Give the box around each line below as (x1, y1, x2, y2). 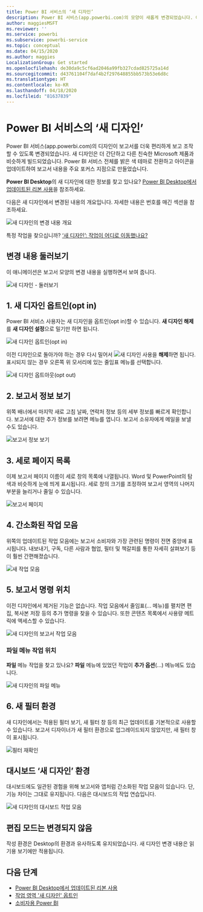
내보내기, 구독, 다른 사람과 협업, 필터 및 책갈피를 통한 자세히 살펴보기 (28, 545, 190, 552)
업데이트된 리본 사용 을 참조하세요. (6, 185, 86, 192)
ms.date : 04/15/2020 (6, 48, 59, 54)
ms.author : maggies (6, 54, 56, 60)
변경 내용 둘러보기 (6, 251, 69, 261)
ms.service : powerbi (6, 31, 59, 38)
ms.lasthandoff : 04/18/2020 (6, 88, 77, 94)
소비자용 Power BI (14, 899, 59, 907)
